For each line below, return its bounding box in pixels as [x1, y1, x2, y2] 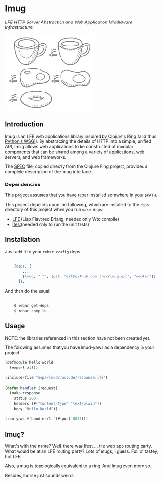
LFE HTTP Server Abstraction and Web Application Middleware [5, 19, 133, 25]
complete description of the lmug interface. [5, 168, 93, 174]
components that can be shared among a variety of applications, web [5, 149, 145, 155]
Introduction [5, 120, 44, 129]
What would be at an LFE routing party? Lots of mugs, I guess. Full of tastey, [5, 448, 159, 454]
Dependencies [5, 181, 41, 187]
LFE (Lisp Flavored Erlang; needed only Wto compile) [12, 216, 120, 222]
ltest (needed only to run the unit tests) [12, 221, 89, 228]
